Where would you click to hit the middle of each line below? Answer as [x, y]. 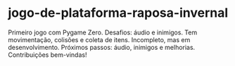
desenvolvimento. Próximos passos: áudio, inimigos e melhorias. [102, 47]
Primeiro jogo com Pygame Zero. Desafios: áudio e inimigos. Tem [103, 32]
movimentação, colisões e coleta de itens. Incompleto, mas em [99, 39]
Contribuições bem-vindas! [47, 55]
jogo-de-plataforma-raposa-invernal [118, 13]
